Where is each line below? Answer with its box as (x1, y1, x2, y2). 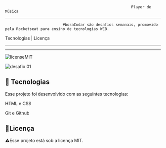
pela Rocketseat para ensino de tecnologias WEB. (5, 27, 110, 32)
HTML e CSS (5, 100, 32, 106)
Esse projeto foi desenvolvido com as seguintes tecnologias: (5, 91, 128, 97)
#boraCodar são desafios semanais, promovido (62, 22, 158, 27)
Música (5, 9, 19, 14)
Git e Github (5, 110, 30, 116)
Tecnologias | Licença (5, 35, 50, 41)
